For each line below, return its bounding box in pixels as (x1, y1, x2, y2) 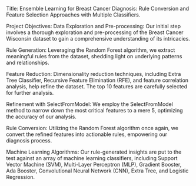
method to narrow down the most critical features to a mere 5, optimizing (6, 107, 184, 114)
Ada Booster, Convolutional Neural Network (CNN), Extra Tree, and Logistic (6, 167, 189, 174)
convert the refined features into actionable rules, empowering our (6, 131, 168, 138)
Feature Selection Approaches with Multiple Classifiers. (6, 11, 141, 18)
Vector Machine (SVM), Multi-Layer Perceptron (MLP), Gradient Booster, (6, 161, 182, 168)
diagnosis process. (6, 137, 52, 144)
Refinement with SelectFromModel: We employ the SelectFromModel (6, 101, 174, 108)
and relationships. (6, 59, 49, 66)
